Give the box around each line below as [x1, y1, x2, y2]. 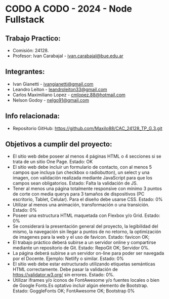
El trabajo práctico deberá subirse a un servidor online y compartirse [12, 239, 156, 246]
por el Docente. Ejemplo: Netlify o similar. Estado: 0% [12, 255, 124, 261]
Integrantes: [5, 67, 45, 76]
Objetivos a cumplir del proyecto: [5, 140, 112, 148]
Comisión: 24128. [12, 48, 49, 53]
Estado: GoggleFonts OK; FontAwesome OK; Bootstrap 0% [12, 288, 135, 294]
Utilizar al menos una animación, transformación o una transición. [12, 202, 150, 208]
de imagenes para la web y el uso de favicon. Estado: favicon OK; [12, 234, 150, 240]
